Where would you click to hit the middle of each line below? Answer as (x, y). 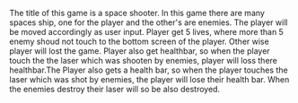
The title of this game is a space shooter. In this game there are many (137, 13)
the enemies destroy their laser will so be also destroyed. (115, 89)
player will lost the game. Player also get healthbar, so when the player (140, 51)
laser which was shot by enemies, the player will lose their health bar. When (149, 79)
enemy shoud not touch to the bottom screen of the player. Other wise (139, 41)
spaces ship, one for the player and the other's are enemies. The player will (149, 22)
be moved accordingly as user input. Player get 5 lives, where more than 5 (147, 32)
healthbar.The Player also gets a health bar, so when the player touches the (149, 70)
